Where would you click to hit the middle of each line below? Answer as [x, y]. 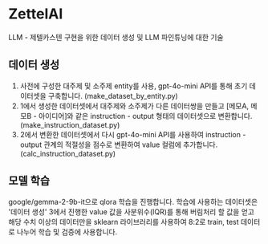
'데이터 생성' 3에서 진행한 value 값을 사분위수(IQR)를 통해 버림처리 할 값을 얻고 [132, 211]
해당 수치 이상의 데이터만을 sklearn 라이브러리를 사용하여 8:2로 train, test [124, 222]
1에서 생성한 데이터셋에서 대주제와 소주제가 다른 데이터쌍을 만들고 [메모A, [134, 106]
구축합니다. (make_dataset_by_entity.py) [113, 96]
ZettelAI [36, 14]
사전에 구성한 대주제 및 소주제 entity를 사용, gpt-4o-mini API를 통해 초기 [134, 86]
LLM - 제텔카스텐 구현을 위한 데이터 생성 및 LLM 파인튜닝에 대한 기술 [116, 37]
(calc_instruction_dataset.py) [68, 153]
